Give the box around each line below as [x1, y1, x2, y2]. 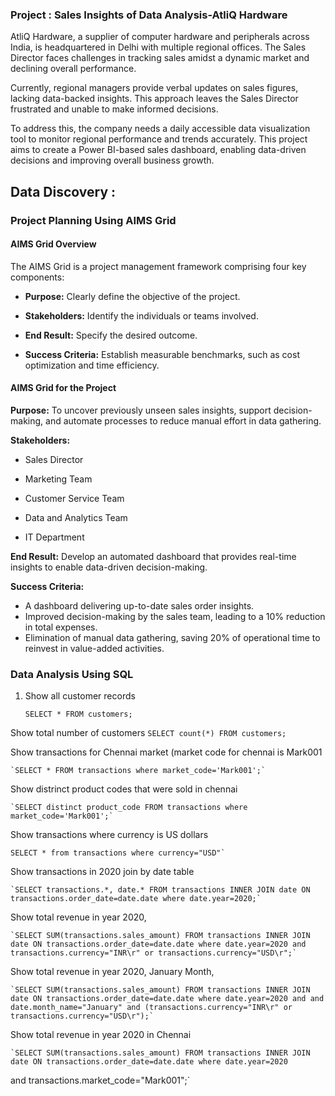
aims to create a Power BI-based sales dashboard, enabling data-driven [10, 144, 307, 156]
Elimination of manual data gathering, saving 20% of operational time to [24, 632, 321, 644]
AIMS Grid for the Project [10, 382, 117, 394]
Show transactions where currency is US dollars [10, 829, 209, 841]
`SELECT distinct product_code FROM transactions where [10, 803, 248, 813]
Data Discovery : [10, 183, 117, 200]
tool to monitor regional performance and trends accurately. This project [10, 133, 308, 145]
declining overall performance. [10, 63, 137, 75]
